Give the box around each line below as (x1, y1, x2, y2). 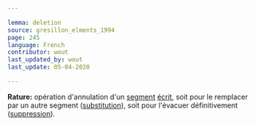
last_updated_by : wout (7, 56, 83, 64)
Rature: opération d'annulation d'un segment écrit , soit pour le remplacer (7, 92, 249, 101)
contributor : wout (7, 49, 69, 57)
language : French (7, 41, 65, 49)
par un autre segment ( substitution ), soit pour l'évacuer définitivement (7, 100, 238, 110)
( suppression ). (7, 108, 56, 118)
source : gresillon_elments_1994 (7, 26, 115, 34)
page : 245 (7, 33, 41, 41)
